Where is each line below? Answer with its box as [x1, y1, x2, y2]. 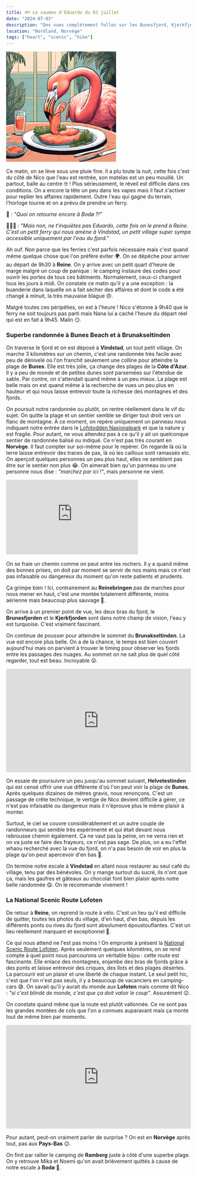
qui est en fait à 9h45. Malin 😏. [6, 316, 82, 324]
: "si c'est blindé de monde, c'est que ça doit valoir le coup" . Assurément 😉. [6, 989, 191, 996]
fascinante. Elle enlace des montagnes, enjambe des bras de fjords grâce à [6, 958, 188, 965]
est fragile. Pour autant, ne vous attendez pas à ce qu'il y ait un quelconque [6, 431, 189, 438]
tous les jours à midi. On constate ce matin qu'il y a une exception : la [6, 280, 174, 287]
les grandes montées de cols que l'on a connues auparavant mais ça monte [6, 1007, 189, 1014]
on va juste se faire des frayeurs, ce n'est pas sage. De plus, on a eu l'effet [6, 839, 187, 846]
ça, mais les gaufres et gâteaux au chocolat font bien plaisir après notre [6, 875, 179, 882]
